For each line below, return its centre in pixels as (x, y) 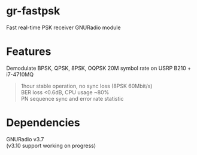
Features (29, 52)
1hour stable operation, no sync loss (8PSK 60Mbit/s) (87, 86)
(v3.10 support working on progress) (51, 145)
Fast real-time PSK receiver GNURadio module (63, 27)
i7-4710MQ (20, 74)
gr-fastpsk (33, 11)
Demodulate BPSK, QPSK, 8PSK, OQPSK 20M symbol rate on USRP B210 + (99, 68)
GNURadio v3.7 (25, 139)
